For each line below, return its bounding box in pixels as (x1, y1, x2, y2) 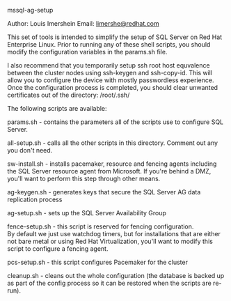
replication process (7, 195, 63, 203)
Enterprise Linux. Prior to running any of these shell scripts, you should (7, 40, 211, 48)
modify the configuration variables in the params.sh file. (7, 48, 168, 56)
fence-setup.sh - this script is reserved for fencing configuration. (7, 222, 194, 231)
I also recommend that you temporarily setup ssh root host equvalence (7, 61, 210, 69)
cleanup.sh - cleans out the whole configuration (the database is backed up (7, 272, 225, 279)
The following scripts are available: (7, 105, 107, 112)
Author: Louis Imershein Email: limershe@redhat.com (7, 20, 159, 27)
